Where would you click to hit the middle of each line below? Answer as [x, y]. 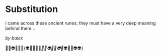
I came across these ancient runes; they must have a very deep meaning [80, 23]
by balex [14, 38]
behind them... [20, 28]
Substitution [32, 9]
